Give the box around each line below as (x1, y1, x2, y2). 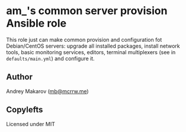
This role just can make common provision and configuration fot (6, 36, 162, 43)
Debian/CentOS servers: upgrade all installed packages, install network (6, 42, 181, 49)
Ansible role (6, 16, 67, 30)
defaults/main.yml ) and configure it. (6, 55, 95, 62)
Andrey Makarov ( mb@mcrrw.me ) (6, 87, 89, 95)
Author (6, 72, 33, 82)
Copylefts (6, 105, 43, 115)
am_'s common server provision (6, 4, 168, 18)
